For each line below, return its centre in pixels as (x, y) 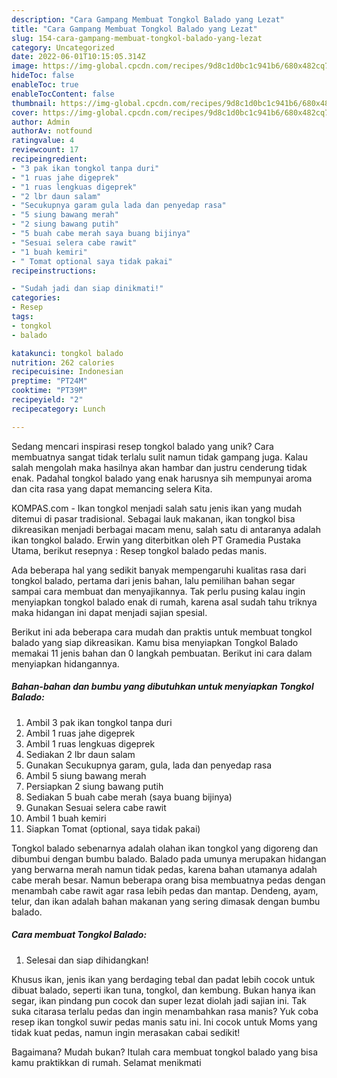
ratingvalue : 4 (43, 141)
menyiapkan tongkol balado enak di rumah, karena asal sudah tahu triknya (164, 602)
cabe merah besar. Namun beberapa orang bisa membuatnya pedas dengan (168, 880)
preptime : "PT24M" (49, 381)
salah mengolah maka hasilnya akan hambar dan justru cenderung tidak (159, 467)
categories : (36, 298)
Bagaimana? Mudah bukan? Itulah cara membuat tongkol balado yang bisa (165, 1052)
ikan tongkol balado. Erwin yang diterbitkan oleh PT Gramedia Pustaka (156, 540)
